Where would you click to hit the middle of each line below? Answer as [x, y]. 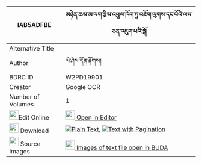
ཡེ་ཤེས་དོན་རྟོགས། [83, 61]
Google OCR [83, 87]
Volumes [22, 104]
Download [35, 131]
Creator [20, 87]
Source [30, 144]
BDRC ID [22, 77]
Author [19, 63]
